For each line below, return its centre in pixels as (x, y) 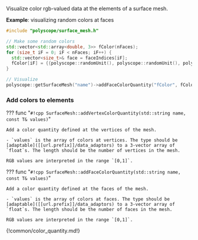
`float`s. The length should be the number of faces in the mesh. (89, 210)
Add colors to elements (40, 100)
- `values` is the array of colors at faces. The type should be (88, 199)
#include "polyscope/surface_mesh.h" (52, 31)
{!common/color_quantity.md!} (43, 231)
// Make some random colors (41, 41)
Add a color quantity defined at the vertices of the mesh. (82, 130)
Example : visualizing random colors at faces (60, 20)
